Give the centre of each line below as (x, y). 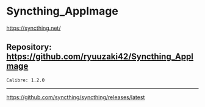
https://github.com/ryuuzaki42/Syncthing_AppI (100, 57)
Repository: (29, 47)
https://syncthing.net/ (34, 28)
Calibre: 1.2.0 (26, 80)
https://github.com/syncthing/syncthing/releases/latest (76, 97)
